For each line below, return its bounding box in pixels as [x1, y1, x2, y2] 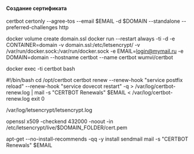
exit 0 [31, 95, 45, 102]
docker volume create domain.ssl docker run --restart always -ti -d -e [6, 35, 175, 42]
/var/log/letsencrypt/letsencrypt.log [6, 107, 93, 114]
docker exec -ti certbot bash [6, 65, 75, 73]
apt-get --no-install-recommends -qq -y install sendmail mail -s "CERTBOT [6, 135, 189, 143]
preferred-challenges [6, 24, 58, 31]
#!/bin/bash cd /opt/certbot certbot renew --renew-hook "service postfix [6, 77, 183, 84]
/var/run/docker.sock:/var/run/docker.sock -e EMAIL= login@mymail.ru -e [6, 47, 184, 55]
